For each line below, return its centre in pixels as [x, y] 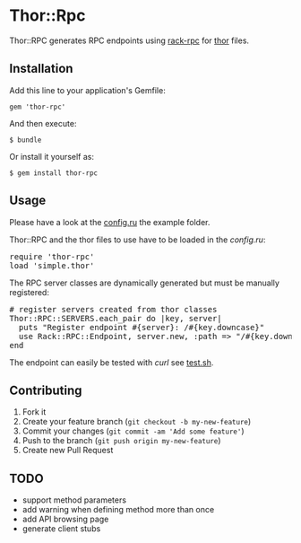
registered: [29, 292]
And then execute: [43, 123]
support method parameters [74, 500]
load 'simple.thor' [52, 265]
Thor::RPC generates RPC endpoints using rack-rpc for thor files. [129, 40]
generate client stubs [61, 529]
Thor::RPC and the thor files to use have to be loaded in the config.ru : [138, 240]
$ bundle [26, 140]
